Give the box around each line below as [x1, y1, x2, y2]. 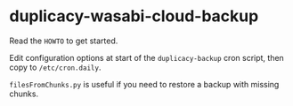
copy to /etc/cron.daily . [9, 62, 102, 72]
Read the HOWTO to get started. [9, 35, 118, 46]
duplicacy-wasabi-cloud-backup [9, 6, 259, 26]
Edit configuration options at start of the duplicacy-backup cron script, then [9, 52, 285, 63]
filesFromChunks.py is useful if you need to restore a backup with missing [9, 79, 280, 89]
